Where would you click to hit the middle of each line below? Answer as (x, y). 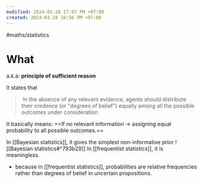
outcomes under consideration (59, 112)
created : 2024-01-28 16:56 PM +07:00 (54, 18)
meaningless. (23, 155)
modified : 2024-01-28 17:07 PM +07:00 (55, 12)
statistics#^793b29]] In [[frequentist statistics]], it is (99, 148)
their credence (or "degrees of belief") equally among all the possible (108, 106)
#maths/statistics (28, 35)
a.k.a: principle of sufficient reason (51, 76)
